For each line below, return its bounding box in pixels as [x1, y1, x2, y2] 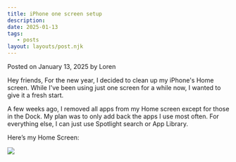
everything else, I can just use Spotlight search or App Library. [7, 120, 189, 127]
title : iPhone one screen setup [7, 10, 102, 18]
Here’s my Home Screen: [7, 133, 80, 142]
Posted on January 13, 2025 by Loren [7, 63, 116, 70]
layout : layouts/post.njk [7, 43, 83, 50]
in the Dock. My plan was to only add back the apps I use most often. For [7, 112, 220, 120]
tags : [7, 30, 23, 37]
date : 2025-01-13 [7, 23, 58, 30]
